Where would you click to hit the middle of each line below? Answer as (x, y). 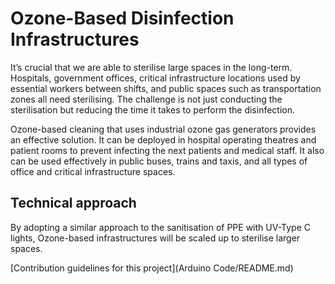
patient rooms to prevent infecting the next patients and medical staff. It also (167, 150)
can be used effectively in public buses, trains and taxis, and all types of (159, 161)
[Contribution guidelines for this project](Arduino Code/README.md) (152, 268)
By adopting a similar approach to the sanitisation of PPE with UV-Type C (161, 227)
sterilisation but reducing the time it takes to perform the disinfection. (152, 109)
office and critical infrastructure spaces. (93, 171)
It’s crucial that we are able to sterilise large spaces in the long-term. (151, 67)
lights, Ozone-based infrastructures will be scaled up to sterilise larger (155, 238)
